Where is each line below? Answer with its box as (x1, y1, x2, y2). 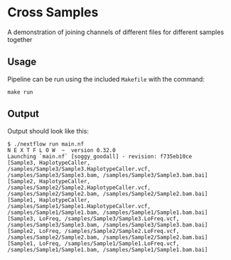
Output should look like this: (7, 126, 89, 135)
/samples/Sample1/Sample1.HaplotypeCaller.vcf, (7, 202, 151, 210)
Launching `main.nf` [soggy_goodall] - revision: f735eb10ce (7, 153, 193, 160)
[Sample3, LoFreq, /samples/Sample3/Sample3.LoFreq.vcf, (7, 215, 180, 222)
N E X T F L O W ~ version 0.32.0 (7, 146, 116, 153)
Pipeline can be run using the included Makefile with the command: (7, 75, 205, 83)
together (7, 35, 33, 43)
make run (7, 88, 33, 96)
